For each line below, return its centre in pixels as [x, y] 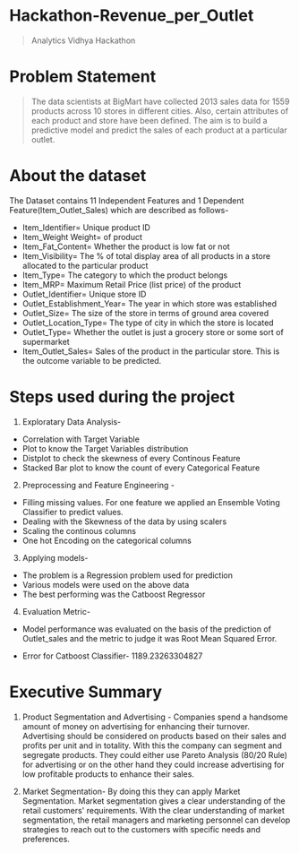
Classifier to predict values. [73, 512]
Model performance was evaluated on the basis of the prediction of [146, 629]
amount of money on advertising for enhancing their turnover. [136, 726]
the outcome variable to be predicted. [92, 360]
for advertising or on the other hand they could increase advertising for [153, 764]
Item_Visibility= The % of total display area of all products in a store [146, 255]
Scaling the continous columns [79, 530]
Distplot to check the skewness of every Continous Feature [131, 458]
